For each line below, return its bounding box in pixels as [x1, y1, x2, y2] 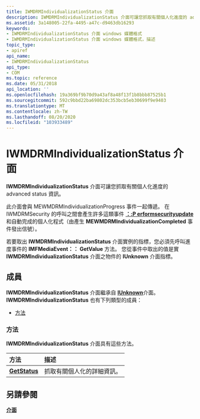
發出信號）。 [11, 225, 40, 232]
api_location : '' [6, 86, 49, 92]
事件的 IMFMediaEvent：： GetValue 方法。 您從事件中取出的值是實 [11, 246, 179, 253]
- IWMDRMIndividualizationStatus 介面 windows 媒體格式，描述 [6, 36, 156, 42]
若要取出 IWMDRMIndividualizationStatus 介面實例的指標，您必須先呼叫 [6, 238, 186, 245]
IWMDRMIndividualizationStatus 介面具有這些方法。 [6, 340, 137, 347]
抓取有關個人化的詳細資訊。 [43, 367, 122, 375]
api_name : [6, 53, 31, 59]
